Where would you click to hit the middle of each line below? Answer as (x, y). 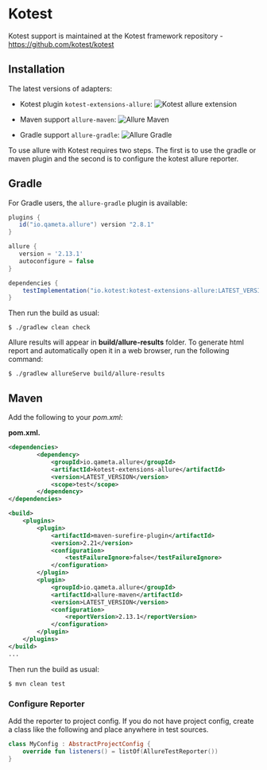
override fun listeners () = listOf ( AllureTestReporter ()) (120, 751)
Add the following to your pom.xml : (66, 418)
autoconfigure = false (56, 261)
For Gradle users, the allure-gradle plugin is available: (98, 203)
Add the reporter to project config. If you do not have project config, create (131, 721)
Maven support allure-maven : (68, 119)
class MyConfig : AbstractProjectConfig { (79, 744)
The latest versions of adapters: (60, 88)
